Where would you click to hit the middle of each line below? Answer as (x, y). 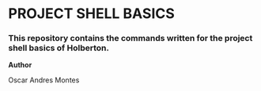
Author (20, 65)
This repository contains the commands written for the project (130, 38)
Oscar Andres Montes (44, 80)
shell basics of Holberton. (59, 48)
